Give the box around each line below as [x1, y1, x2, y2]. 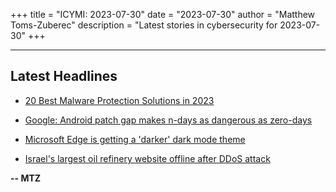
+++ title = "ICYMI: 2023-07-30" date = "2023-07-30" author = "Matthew [10, 9, 316, 20]
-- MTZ [10, 172, 42, 184]
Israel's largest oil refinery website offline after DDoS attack [24, 152, 271, 164]
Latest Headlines [10, 68, 118, 85]
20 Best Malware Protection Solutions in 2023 [24, 94, 215, 106]
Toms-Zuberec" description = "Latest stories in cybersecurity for [10, 19, 278, 31]
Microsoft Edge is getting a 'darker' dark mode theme [24, 133, 246, 145]
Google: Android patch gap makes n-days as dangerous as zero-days [24, 114, 313, 126]
